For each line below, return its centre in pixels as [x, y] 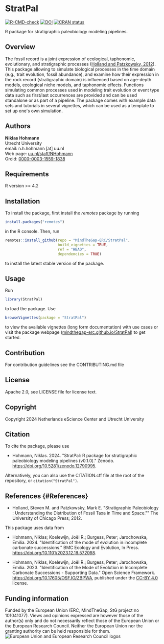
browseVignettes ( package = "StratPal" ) [46, 318]
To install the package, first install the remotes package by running [72, 213]
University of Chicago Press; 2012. [47, 518]
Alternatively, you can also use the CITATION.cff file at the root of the [75, 476]
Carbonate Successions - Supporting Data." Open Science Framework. [84, 573]
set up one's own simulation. [34, 111]
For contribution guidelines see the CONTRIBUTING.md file [65, 365]
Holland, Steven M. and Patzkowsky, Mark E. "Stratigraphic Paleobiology [85, 508]
